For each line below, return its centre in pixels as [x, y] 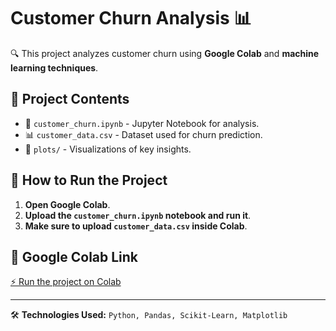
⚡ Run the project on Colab [66, 282]
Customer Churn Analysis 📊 [131, 18]
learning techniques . [54, 67]
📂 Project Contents [70, 99]
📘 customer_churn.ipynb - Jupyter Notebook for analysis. [142, 123]
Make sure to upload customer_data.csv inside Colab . [136, 226]
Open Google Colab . [67, 204]
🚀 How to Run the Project [89, 180]
